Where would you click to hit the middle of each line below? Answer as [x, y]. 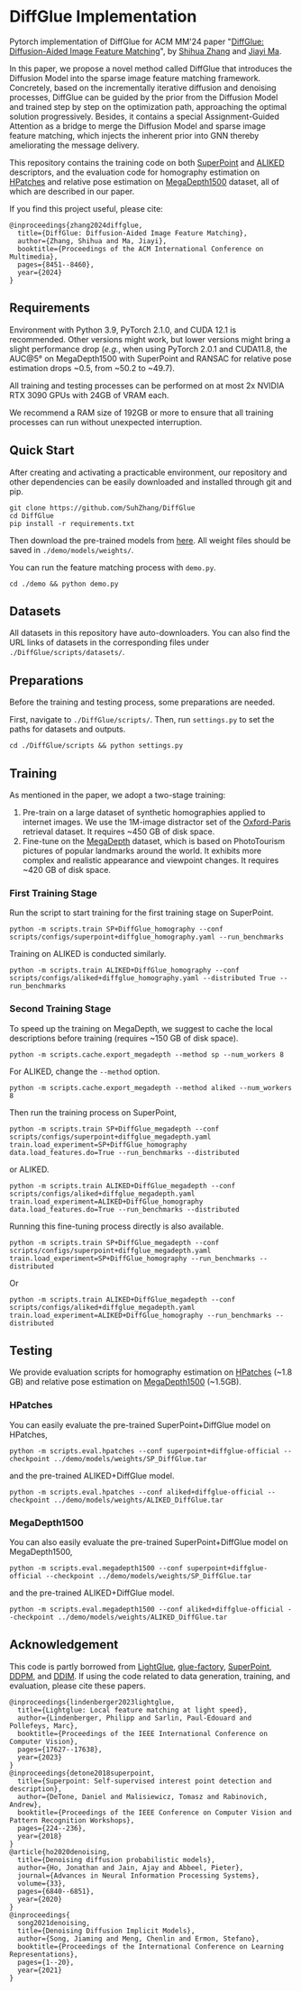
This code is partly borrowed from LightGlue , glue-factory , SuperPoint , [141, 1666]
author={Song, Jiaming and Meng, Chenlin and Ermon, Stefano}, [138, 1939]
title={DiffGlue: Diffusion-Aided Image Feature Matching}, [132, 233]
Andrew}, [26, 1805]
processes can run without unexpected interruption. [106, 422]
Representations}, [44, 1954]
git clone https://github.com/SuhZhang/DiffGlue [102, 508]
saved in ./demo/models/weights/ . [72, 550]
